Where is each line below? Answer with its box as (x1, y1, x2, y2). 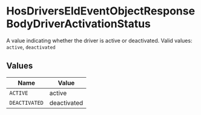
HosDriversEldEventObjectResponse (6, 4, 196, 18)
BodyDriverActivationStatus (6, 17, 151, 31)
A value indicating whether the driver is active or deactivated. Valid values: (6, 37, 193, 44)
